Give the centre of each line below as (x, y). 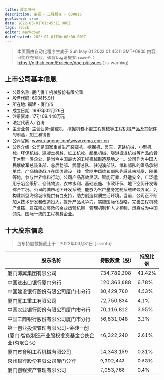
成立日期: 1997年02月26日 (38, 110)
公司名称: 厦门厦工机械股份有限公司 (48, 92)
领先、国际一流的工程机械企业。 (44, 214)
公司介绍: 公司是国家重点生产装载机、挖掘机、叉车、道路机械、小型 (80, 147)
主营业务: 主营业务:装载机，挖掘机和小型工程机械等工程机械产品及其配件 (84, 128)
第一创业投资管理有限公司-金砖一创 (48, 328)
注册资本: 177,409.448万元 (39, 116)
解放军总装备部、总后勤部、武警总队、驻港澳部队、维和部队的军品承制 (87, 165)
